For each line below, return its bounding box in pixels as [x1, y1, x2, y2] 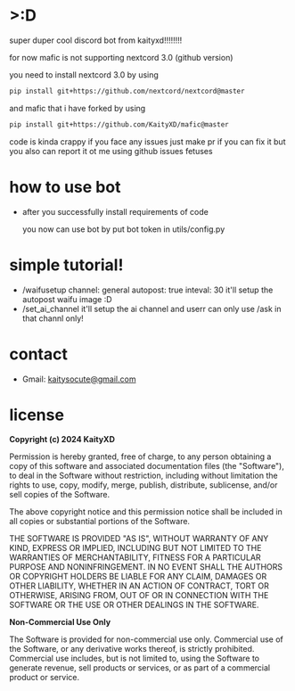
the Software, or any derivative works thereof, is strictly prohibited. [9, 644, 255, 654]
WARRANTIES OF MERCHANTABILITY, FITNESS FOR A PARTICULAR [9, 552, 261, 563]
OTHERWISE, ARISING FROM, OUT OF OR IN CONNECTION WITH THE [9, 590, 269, 601]
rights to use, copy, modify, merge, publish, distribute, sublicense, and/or [9, 480, 278, 490]
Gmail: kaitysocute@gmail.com [21, 374, 136, 384]
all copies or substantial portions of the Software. [9, 516, 190, 527]
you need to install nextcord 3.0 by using [9, 69, 159, 80]
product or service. [9, 672, 80, 683]
